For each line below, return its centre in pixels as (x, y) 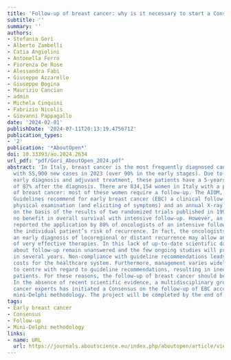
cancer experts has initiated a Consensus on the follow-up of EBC (112, 289)
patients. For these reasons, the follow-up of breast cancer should (115, 276)
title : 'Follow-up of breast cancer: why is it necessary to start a (109, 13)
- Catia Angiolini (33, 52)
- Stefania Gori (30, 39)
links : (16, 333)
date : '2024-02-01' (35, 122)
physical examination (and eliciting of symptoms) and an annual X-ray (118, 206)
